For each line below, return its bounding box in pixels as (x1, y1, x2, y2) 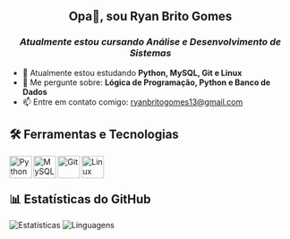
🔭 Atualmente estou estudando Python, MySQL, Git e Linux (21, 67, 243, 78)
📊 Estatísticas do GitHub (9, 192, 151, 207)
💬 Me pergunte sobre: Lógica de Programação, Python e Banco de (21, 77, 271, 88)
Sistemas (129, 47, 172, 59)
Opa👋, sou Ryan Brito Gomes (68, 9, 233, 24)
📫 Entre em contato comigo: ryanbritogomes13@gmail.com (21, 96, 243, 107)
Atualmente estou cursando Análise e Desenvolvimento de (19, 36, 282, 48)
